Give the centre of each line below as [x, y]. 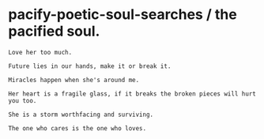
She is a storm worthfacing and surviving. [81, 115]
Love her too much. [40, 52]
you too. [23, 100]
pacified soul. [54, 31]
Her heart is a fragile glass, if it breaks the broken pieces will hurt [132, 94]
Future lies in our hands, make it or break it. [90, 66]
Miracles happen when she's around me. [74, 80]
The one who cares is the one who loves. [77, 128]
